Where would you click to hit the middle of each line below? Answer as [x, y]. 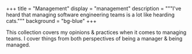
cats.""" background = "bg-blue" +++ [51, 21]
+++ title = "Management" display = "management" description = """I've [94, 9]
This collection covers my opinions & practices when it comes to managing [96, 32]
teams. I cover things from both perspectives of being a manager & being [94, 38]
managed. [18, 45]
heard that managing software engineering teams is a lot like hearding [90, 15]
